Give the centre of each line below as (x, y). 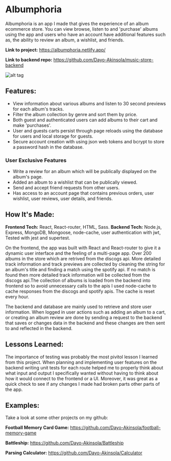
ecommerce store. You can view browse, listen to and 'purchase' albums (82, 29)
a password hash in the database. (48, 147)
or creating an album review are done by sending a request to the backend (84, 317)
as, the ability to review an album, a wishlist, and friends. (65, 40)
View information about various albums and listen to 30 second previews (89, 103)
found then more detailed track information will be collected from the (78, 275)
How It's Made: (30, 215)
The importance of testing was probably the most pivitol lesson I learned (82, 357)
